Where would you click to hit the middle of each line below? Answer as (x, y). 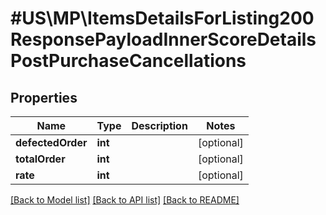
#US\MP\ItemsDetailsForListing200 (162, 18)
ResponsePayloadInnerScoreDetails (163, 39)
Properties (44, 97)
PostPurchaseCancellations (128, 61)
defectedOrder (51, 142)
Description (159, 125)
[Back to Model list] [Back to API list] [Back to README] (125, 200)
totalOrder (40, 159)
